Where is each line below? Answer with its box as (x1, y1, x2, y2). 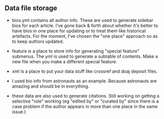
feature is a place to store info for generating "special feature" (11, 48, 140, 54)
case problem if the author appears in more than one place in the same (11, 103, 158, 109)
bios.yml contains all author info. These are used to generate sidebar (11, 17, 154, 23)
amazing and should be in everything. (11, 83, 90, 89)
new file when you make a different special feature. (11, 58, 118, 64)
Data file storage (4, 4, 58, 12)
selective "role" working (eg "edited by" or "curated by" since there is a (11, 98, 159, 104)
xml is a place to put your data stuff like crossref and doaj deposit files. (11, 68, 158, 74)
